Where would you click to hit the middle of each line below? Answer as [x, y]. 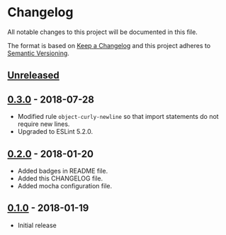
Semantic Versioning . [38, 53]
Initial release [37, 225]
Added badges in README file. [63, 171]
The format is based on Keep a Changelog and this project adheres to [109, 45]
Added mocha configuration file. [64, 185]
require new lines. [44, 124]
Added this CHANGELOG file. [60, 178]
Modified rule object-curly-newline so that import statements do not [118, 117]
